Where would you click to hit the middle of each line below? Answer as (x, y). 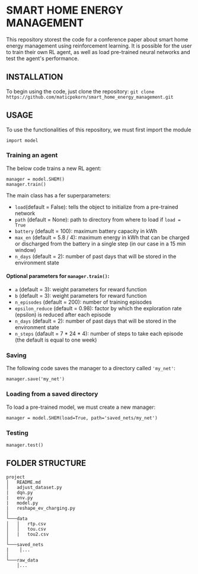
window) (25, 250)
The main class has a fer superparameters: (58, 195)
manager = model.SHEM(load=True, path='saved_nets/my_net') (82, 418)
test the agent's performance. (42, 58)
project (16, 477)
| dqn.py (20, 493)
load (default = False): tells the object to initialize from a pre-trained (96, 207)
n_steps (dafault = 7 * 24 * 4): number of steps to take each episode (99, 334)
